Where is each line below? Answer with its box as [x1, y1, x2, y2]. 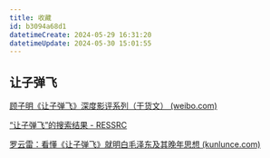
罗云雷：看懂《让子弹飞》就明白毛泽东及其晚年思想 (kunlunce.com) [9, 139, 261, 150]
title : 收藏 [9, 13, 52, 23]
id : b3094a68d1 [9, 22, 67, 31]
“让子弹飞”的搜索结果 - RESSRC [9, 120, 128, 131]
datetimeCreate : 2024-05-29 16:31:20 [9, 30, 152, 39]
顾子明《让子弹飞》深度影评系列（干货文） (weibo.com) [9, 101, 217, 112]
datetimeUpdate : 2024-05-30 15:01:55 [9, 38, 152, 48]
